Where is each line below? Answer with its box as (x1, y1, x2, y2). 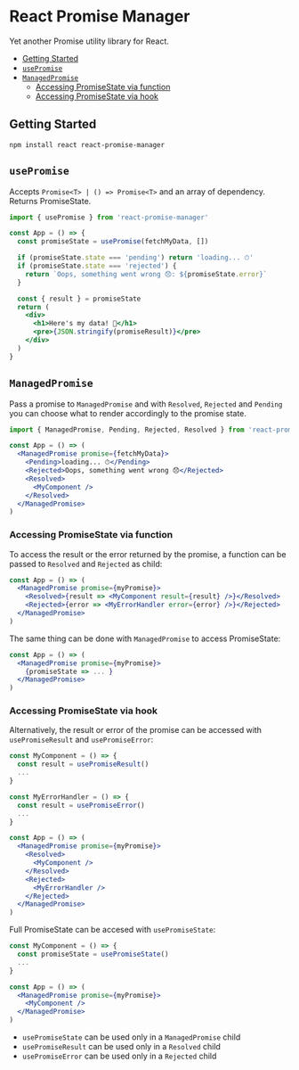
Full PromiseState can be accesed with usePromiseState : (9, 925, 216, 935)
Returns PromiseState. (9, 195, 92, 206)
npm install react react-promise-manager (9, 140, 166, 149)
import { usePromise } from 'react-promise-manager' (9, 212, 209, 222)
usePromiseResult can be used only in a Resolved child (21, 1041, 221, 1052)
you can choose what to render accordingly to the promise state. (9, 407, 247, 418)
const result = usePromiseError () (17, 801, 145, 810)
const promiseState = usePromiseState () (17, 950, 169, 959)
